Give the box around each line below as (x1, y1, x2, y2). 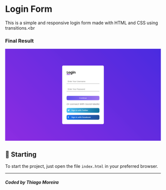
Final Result (5, 37, 34, 44)
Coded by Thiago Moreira (5, 179, 59, 185)
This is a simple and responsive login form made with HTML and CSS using (5, 20, 158, 26)
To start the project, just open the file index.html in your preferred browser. (5, 163, 158, 169)
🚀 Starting (5, 150, 37, 158)
